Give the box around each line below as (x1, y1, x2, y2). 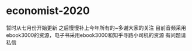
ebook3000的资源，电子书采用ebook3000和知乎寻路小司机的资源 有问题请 (6, 31, 186, 39)
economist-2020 (6, 4, 90, 18)
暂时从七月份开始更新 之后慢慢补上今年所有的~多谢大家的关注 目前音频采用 (6, 24, 187, 31)
